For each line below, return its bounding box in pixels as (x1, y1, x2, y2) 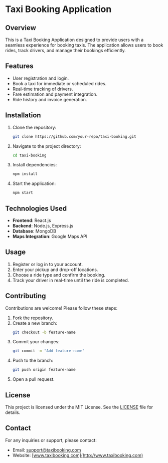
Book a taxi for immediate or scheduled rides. (12, 80, 107, 86)
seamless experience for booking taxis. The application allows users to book (5, 42, 163, 48)
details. (5, 409, 21, 415)
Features (5, 62, 34, 71)
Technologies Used (5, 204, 67, 212)
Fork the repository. (12, 315, 54, 321)
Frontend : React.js (12, 217, 51, 223)
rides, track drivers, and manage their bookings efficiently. (5, 48, 126, 53)
